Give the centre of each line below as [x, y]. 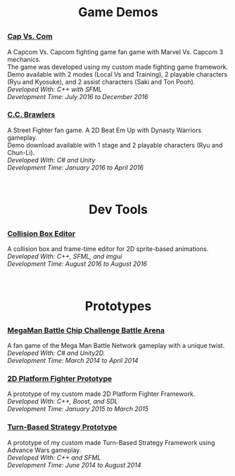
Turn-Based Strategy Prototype [62, 427]
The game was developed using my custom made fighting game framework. [118, 67]
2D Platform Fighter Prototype [60, 378]
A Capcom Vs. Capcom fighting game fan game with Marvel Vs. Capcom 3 [115, 52]
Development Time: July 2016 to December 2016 [78, 96]
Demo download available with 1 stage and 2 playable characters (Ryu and [115, 145]
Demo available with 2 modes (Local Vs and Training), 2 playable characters [118, 74]
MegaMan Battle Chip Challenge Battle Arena [86, 330]
